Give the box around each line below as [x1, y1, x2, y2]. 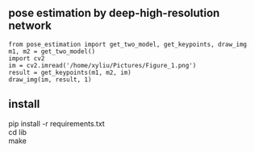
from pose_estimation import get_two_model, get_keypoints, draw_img [8, 40, 248, 48]
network [8, 19, 52, 33]
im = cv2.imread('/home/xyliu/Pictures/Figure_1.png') [8, 61, 197, 69]
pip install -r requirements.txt [8, 118, 105, 128]
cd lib [8, 127, 27, 137]
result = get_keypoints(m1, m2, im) [8, 68, 132, 76]
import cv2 [8, 54, 45, 63]
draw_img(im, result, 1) [8, 76, 92, 84]
